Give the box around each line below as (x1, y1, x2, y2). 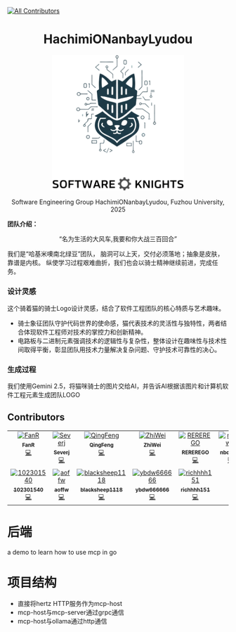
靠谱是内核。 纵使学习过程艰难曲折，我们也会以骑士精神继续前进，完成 (7, 259, 212, 267)
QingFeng (88, 441, 114, 449)
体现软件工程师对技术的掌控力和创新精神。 (23, 328, 147, 336)
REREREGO (181, 449, 209, 456)
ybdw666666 (135, 486, 170, 494)
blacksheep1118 (80, 486, 123, 494)
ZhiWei (143, 441, 162, 449)
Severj (53, 449, 70, 456)
